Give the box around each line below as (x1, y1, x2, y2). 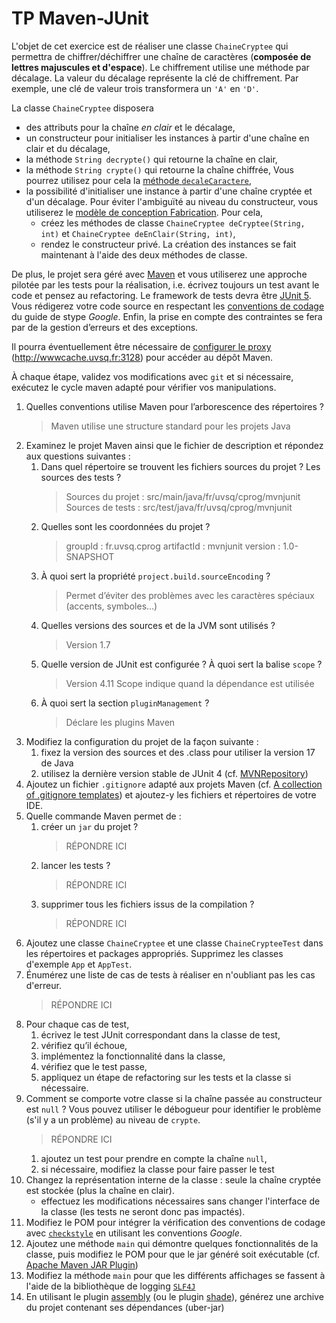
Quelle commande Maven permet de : (25, 810, 182, 822)
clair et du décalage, (25, 142, 111, 154)
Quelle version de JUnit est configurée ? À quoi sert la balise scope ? (40, 658, 323, 670)
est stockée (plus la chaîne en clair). (25, 1184, 175, 1196)
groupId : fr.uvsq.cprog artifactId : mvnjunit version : (65, 540, 281, 552)
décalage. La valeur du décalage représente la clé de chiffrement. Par (11, 72, 299, 84)
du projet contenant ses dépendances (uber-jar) (25, 1301, 225, 1313)
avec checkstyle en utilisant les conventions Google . (25, 1227, 243, 1239)
